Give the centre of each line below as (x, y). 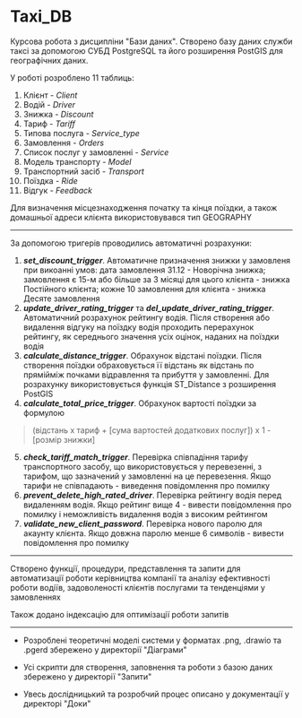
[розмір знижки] (64, 439)
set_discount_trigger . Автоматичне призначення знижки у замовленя (156, 260)
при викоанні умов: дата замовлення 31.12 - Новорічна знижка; (144, 270)
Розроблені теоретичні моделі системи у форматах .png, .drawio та (152, 640)
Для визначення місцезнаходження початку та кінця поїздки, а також (144, 207)
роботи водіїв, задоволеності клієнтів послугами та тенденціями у (138, 587)
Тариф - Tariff (49, 124)
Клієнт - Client (50, 95)
